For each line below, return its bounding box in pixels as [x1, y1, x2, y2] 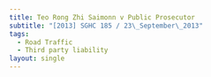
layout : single [9, 54, 65, 63]
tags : [9, 29, 29, 38]
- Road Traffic [17, 37, 73, 47]
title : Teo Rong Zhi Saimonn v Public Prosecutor [9, 12, 196, 22]
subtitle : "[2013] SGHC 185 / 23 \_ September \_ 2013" [9, 21, 203, 30]
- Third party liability [17, 46, 109, 55]
